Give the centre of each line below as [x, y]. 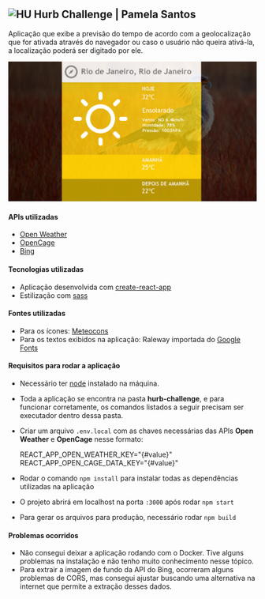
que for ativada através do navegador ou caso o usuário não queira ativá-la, [131, 42]
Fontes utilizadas [37, 314]
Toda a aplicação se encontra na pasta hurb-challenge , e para [122, 398]
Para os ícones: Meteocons [64, 331]
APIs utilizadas [33, 217]
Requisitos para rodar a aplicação [64, 366]
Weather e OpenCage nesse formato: [81, 439]
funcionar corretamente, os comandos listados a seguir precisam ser [132, 407]
